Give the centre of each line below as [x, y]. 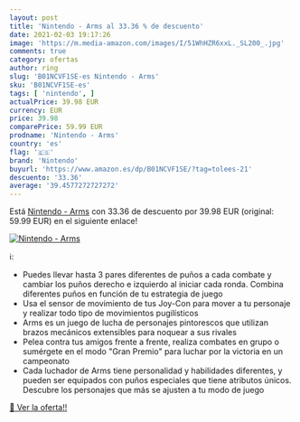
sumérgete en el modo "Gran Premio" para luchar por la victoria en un [153, 352]
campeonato [46, 361]
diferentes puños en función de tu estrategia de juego [122, 294]
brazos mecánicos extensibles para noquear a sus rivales [130, 333]
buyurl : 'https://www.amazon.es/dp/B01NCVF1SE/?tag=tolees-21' [131, 169]
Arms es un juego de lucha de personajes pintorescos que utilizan [145, 323]
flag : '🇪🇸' [32, 152]
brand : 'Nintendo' [44, 160]
